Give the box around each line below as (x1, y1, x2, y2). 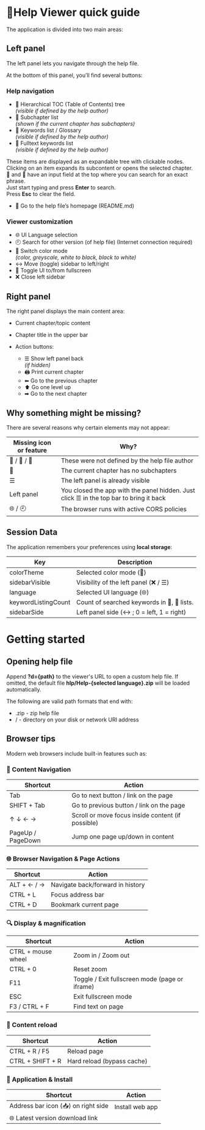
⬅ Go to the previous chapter (24, 377, 98, 384)
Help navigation (6, 87, 54, 95)
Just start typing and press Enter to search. (6, 184, 116, 191)
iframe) (73, 983, 95, 991)
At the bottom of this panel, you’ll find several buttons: (6, 71, 143, 79)
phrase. (6, 177, 26, 185)
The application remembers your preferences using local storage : (6, 543, 173, 550)
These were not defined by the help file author (60, 456, 194, 465)
